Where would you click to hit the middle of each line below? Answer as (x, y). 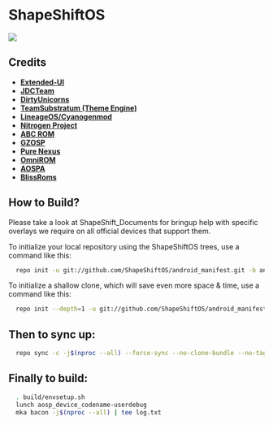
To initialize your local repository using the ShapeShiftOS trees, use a (124, 246)
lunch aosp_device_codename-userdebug (82, 405)
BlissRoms (38, 177)
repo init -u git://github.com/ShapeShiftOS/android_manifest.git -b (136, 270)
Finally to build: (48, 378)
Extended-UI (42, 82)
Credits (28, 63)
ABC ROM (37, 134)
